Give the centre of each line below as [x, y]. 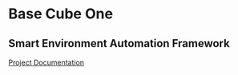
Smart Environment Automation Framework [119, 43]
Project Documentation [46, 62]
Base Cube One [61, 14]
